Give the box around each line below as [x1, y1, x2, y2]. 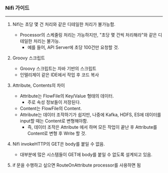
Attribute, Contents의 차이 [12, 82, 65, 88]
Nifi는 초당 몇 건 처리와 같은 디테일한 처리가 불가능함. [12, 21, 116, 27]
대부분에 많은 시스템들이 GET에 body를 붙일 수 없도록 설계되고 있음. [19, 152, 152, 158]
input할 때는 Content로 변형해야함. [19, 118, 88, 124]
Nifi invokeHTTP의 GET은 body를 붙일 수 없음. [12, 141, 105, 147]
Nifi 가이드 [5, 4, 30, 11]
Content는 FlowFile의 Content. [19, 106, 82, 112]
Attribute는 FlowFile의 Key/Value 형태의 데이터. [19, 93, 114, 99]
